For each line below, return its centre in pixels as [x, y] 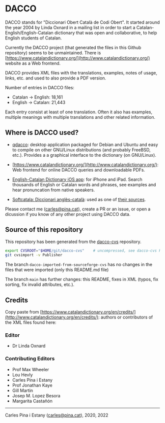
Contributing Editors [30, 359]
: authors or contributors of [125, 317]
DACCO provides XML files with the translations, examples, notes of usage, [81, 72]
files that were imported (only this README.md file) [57, 270]
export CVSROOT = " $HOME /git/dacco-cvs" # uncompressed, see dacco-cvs [81, 250]
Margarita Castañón [32, 401]
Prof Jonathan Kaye [32, 385]
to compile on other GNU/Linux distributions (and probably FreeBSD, [81, 150]
